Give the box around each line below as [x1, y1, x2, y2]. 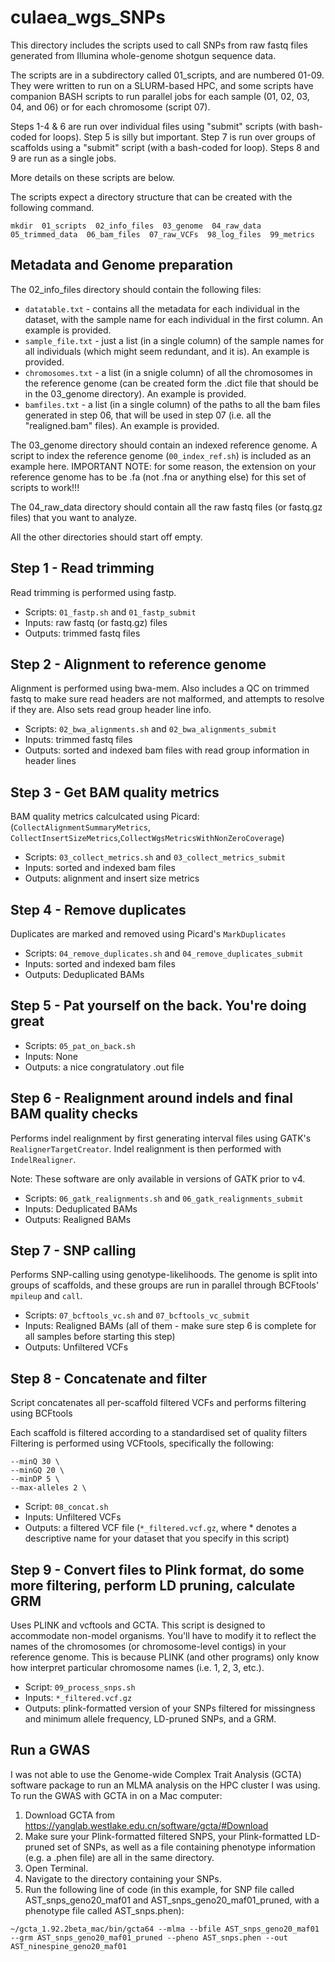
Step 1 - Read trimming [10, 560, 155, 577]
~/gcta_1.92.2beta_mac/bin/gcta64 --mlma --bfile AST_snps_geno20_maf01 [10, 1924, 320, 1934]
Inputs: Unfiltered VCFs [24, 1511, 122, 1523]
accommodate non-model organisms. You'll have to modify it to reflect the [10, 1630, 317, 1642]
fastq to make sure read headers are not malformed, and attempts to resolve [10, 693, 325, 705]
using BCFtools [10, 1407, 73, 1420]
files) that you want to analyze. [10, 511, 137, 523]
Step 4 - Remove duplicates [10, 901, 187, 918]
